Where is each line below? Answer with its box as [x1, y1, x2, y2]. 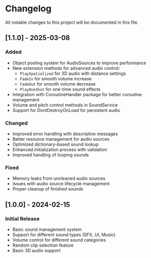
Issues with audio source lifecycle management [12, 181, 110, 187]
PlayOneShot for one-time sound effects [19, 86, 101, 92]
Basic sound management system [12, 226, 82, 232]
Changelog [5, 3, 52, 14]
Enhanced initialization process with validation [12, 147, 107, 153]
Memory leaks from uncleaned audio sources [12, 175, 106, 181]
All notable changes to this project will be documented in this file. [5, 19, 139, 25]
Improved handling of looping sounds [12, 152, 89, 157]
